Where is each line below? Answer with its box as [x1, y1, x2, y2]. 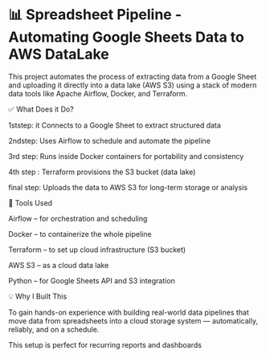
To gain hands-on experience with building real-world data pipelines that [8, 307, 249, 317]
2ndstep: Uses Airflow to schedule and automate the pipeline [8, 136, 211, 145]
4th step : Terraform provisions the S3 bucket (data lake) [8, 167, 196, 177]
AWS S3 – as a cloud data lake [8, 260, 109, 270]
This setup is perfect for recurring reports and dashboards [8, 340, 203, 349]
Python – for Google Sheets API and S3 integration [8, 275, 175, 285]
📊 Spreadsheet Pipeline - [8, 6, 182, 24]
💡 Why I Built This [8, 291, 68, 301]
